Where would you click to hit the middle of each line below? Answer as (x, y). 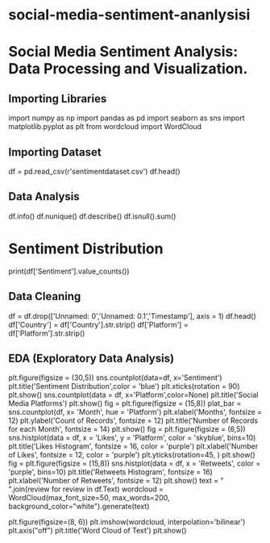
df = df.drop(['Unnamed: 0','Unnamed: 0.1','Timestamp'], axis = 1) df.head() (132, 315)
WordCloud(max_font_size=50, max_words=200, (89, 498)
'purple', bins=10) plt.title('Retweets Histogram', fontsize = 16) (111, 472)
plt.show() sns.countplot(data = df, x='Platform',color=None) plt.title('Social (133, 395)
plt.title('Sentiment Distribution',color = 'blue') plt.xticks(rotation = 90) (124, 386)
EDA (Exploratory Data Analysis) (91, 358)
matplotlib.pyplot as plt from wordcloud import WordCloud (105, 127)
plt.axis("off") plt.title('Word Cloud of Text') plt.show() (98, 531)
